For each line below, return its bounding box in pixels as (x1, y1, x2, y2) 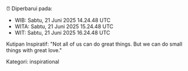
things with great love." (6, 47, 62, 53)
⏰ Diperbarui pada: (6, 5, 53, 12)
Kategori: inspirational (6, 58, 60, 65)
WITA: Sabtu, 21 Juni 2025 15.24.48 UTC (14, 23, 114, 30)
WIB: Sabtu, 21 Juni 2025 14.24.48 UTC (14, 17, 111, 23)
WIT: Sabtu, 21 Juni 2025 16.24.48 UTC (14, 29, 111, 36)
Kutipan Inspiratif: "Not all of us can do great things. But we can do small (6, 40, 183, 48)
